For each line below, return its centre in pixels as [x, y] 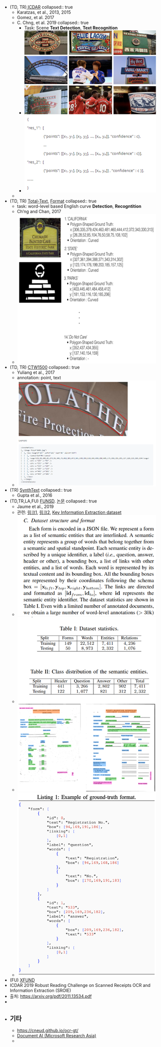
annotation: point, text [39, 378]
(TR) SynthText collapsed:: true [41, 490]
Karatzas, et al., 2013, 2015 [44, 12]
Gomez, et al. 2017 [36, 17]
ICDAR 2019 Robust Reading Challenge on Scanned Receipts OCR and [80, 985]
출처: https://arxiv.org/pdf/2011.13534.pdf [51, 996]
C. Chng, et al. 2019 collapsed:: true [53, 22]
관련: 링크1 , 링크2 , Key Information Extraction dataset [69, 512]
